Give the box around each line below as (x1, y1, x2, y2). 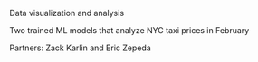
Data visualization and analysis (9, 8, 125, 18)
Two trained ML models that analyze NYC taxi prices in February (9, 25, 250, 35)
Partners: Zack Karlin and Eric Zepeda (9, 42, 151, 53)
